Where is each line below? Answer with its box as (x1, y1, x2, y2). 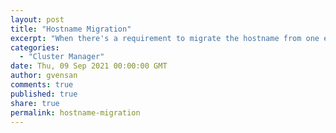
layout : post (10, 14, 65, 25)
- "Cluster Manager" (19, 52, 105, 62)
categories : (10, 42, 60, 53)
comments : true (10, 80, 74, 90)
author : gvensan (10, 71, 78, 81)
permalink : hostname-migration (10, 107, 141, 118)
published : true (10, 89, 78, 99)
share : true (10, 98, 60, 108)
